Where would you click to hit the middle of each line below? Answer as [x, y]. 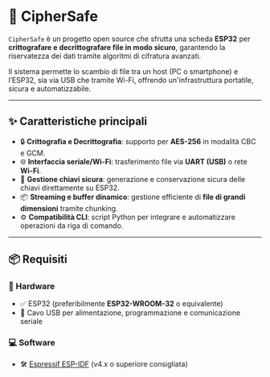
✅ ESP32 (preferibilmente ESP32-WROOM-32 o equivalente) [121, 304]
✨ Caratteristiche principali [78, 121]
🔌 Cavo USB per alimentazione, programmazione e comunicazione [130, 313]
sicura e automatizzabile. [50, 89]
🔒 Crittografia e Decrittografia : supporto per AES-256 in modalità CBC [138, 141]
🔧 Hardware [32, 287]
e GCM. [33, 153]
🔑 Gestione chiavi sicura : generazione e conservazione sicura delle [133, 179]
